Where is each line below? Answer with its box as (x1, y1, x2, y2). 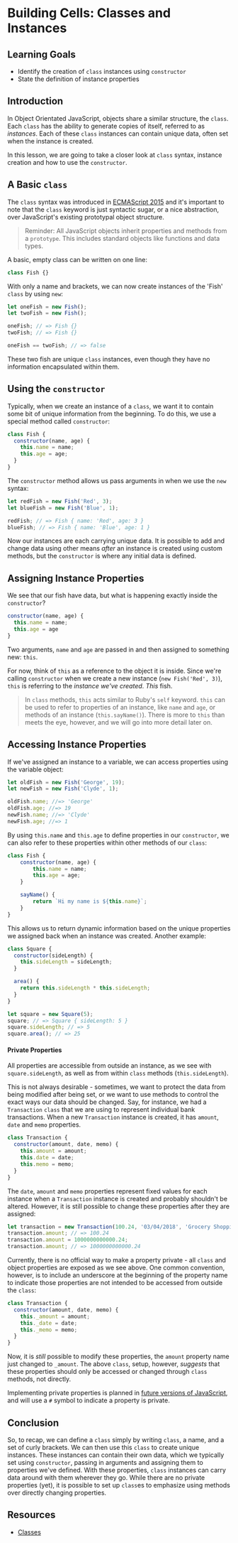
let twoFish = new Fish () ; (7, 310, 87, 317)
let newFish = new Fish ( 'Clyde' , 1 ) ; (7, 785, 119, 793)
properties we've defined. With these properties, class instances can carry (7, 1466, 227, 1474)
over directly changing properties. (7, 1488, 107, 1497)
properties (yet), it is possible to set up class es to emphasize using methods (7, 1480, 230, 1489)
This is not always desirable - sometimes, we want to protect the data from (7, 1083, 226, 1091)
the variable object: (7, 765, 64, 774)
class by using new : (7, 289, 64, 298)
